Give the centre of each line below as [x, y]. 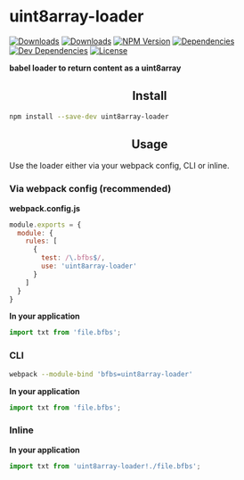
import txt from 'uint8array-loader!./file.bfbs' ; [105, 466]
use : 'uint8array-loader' [89, 266]
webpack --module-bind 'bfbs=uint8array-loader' [101, 374]
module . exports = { [45, 225]
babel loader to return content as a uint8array [95, 68]
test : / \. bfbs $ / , [73, 258]
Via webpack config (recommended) [90, 189]
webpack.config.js [45, 208]
